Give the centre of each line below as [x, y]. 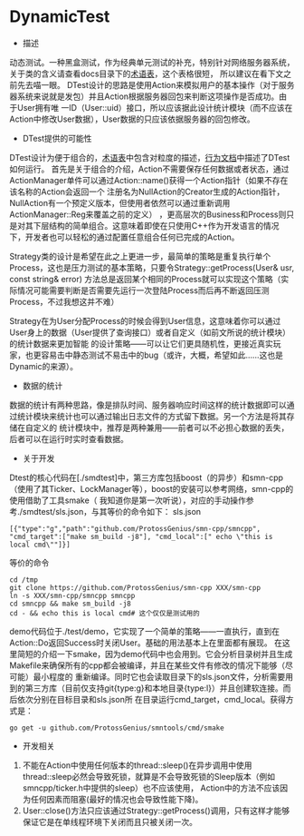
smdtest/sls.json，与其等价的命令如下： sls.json [112, 511]
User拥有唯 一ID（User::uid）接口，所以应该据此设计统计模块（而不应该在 [155, 107]
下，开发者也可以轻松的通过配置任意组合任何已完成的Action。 [124, 237]
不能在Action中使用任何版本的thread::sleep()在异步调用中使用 [137, 765]
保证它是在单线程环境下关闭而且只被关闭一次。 [109, 821]
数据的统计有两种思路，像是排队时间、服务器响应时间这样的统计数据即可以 [148, 405]
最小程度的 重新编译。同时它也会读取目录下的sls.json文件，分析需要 [159, 676]
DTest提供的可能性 [57, 138]
